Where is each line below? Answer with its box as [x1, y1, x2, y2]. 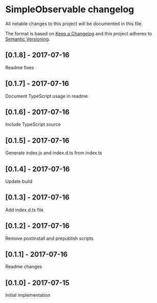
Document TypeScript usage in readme [5, 93, 88, 99]
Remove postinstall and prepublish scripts [5, 235, 94, 241]
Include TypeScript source [5, 122, 61, 128]
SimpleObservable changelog [5, 4, 134, 15]
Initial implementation [5, 292, 51, 298]
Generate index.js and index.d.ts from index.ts [5, 150, 102, 156]
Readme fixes [5, 64, 34, 70]
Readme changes [5, 264, 42, 270]
